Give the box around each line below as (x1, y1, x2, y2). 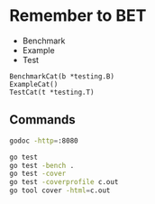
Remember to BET (9, 5, 147, 26)
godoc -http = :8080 (9, 136, 78, 145)
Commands (9, 112, 77, 127)
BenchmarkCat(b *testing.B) (9, 71, 115, 81)
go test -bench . (9, 161, 75, 170)
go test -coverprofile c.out (9, 178, 119, 187)
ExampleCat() (9, 79, 59, 88)
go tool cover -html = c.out (9, 186, 111, 195)
